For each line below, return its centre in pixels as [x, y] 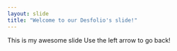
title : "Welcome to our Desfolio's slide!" [73, 20]
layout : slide [28, 14]
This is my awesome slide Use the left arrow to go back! [89, 40]
